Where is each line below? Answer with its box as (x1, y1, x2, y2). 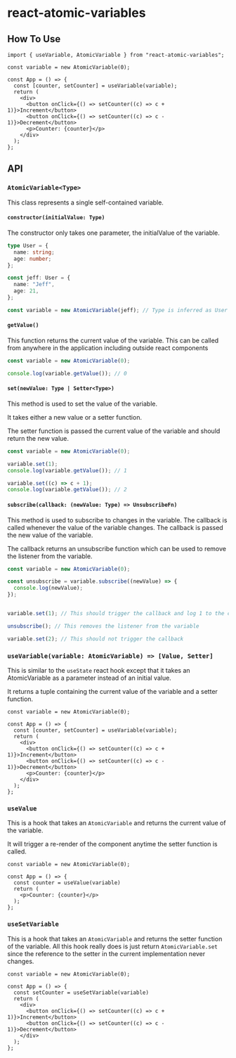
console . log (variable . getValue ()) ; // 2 (7, 486, 128, 493)
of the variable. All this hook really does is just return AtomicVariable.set (7, 942, 218, 950)
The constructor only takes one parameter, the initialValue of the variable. (7, 228, 220, 237)
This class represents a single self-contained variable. (7, 198, 164, 207)
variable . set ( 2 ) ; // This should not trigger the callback (7, 635, 184, 643)
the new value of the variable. (7, 531, 93, 539)
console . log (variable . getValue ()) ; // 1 (7, 467, 128, 474)
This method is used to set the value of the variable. (7, 399, 158, 408)
